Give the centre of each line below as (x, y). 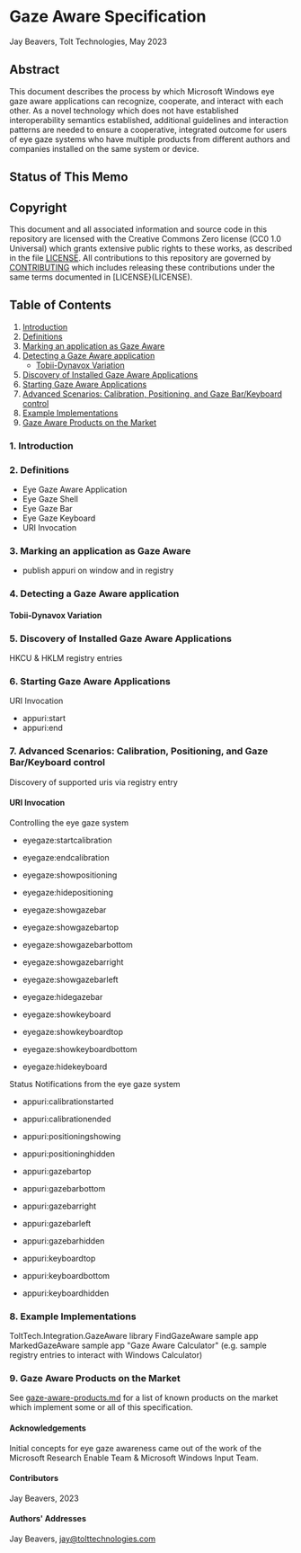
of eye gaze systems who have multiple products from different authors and (150, 139)
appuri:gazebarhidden (63, 1241)
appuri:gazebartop (57, 1171)
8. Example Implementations (73, 1316)
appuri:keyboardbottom (66, 1275)
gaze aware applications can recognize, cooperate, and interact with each (146, 101)
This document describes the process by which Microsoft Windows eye (142, 91)
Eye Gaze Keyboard (59, 518)
